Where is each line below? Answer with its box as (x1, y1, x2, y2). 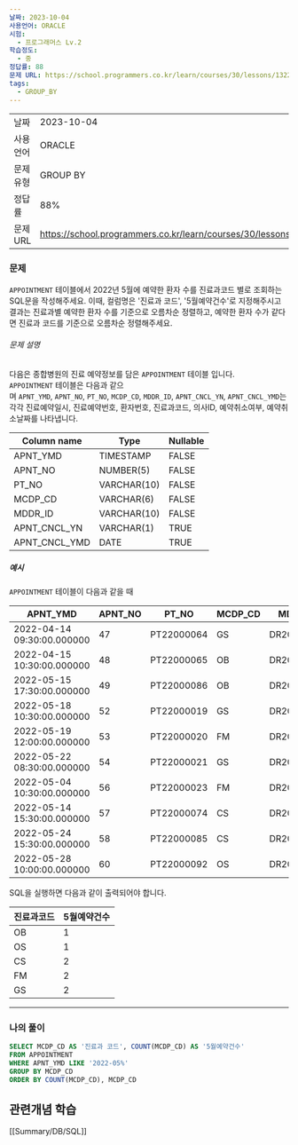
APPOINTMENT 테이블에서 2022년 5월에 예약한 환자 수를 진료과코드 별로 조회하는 (9, 284, 282, 295)
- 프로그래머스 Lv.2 (17, 37, 82, 47)
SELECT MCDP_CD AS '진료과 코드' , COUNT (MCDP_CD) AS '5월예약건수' (9, 1042, 246, 1052)
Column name (21, 435, 82, 446)
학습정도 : (9, 46, 38, 55)
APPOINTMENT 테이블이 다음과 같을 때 (9, 586, 134, 596)
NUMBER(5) (98, 464, 151, 476)
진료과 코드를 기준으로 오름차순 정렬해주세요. (18, 317, 173, 328)
